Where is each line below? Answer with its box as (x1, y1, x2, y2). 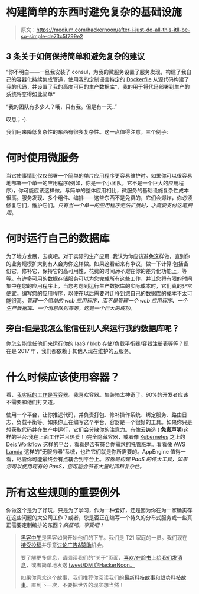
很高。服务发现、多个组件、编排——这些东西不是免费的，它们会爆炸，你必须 (6, 194, 193, 201)
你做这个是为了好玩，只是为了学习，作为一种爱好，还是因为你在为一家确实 (6, 507, 187, 514)
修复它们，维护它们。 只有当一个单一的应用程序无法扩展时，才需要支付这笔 (6, 201, 187, 208)
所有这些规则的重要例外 (6, 486, 120, 499)
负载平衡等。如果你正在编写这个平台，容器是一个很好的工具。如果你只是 (16, 419, 193, 426)
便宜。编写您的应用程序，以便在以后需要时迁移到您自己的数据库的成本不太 (6, 290, 187, 297)
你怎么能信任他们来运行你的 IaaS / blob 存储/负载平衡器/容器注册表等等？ (6, 340, 184, 347)
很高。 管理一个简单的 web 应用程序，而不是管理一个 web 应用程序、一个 (11, 297, 188, 304)
